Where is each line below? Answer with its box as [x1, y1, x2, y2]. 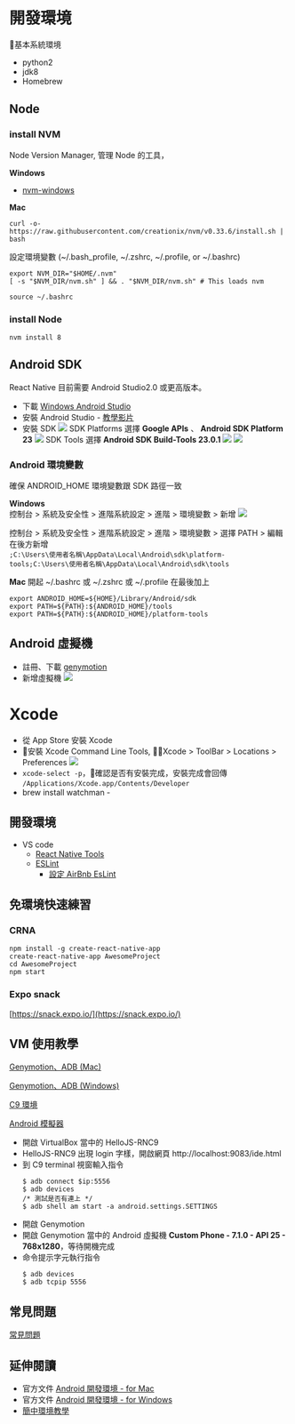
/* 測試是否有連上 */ [21, 1195, 93, 1204]
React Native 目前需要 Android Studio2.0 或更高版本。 [9, 381, 207, 392]
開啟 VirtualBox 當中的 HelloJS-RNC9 [21, 1137, 159, 1148]
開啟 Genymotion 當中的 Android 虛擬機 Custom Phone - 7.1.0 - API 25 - [21, 1230, 286, 1241]
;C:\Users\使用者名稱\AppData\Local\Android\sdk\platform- [9, 550, 226, 560]
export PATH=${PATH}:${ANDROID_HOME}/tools [9, 602, 173, 612]
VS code [21, 839, 54, 850]
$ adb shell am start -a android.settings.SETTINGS [21, 1202, 218, 1212]
